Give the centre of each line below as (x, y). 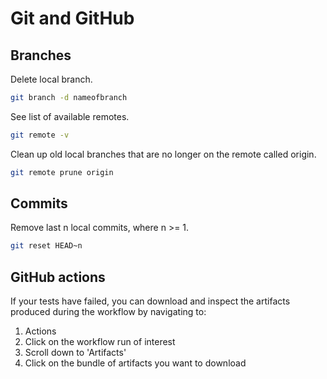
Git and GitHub (72, 18)
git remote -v (40, 135)
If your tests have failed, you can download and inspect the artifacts (150, 301)
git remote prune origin (62, 172)
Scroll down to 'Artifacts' (75, 353)
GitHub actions (58, 277)
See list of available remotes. (70, 116)
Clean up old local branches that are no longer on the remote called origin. (163, 154)
